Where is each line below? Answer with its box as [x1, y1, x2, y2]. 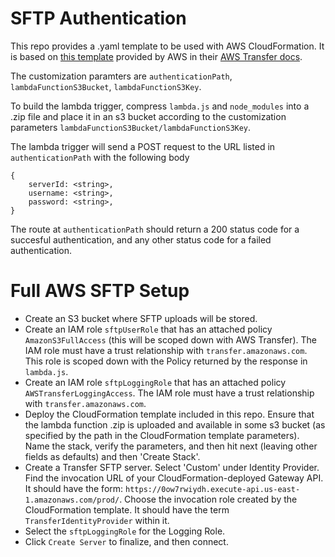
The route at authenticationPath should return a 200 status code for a [10, 223, 300, 235]
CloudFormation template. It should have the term [24, 503, 230, 516]
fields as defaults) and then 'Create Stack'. [24, 450, 201, 462]
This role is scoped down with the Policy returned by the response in [24, 355, 308, 367]
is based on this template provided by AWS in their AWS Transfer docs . [10, 50, 303, 62]
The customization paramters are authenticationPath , [10, 70, 233, 82]
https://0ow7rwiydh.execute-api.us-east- [125, 484, 301, 494]
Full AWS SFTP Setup [10, 280, 190, 302]
